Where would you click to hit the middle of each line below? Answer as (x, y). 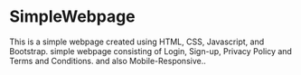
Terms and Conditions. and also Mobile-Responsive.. (108, 61)
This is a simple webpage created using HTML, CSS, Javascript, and (137, 42)
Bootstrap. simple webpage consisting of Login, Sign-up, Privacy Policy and (150, 51)
